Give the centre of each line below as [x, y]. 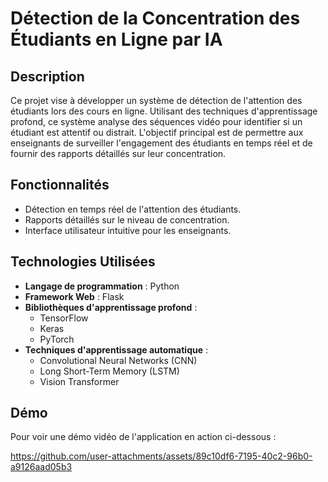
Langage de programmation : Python [102, 286]
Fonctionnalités [60, 185]
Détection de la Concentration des [155, 18]
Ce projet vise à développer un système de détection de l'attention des [156, 100]
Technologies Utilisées [83, 262]
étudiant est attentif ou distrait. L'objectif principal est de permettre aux [157, 132]
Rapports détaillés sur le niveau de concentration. [127, 219]
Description [47, 76]
